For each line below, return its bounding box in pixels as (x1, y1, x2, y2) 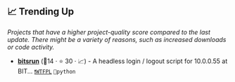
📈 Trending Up (7, 6, 75, 18)
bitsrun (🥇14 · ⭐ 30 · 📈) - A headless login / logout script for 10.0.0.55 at (17, 57, 228, 65)
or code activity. (7, 43, 55, 51)
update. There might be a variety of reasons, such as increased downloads (7, 35, 227, 43)
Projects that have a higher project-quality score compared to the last (7, 27, 211, 36)
